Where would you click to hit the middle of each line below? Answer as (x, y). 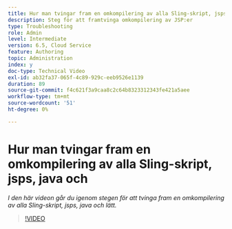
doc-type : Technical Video (46, 71)
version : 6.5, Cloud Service (50, 45)
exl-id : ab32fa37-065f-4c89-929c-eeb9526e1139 (76, 77)
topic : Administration (40, 58)
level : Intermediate (38, 39)
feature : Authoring (36, 52)
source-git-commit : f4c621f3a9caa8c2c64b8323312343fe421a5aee (99, 90)
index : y (20, 65)
